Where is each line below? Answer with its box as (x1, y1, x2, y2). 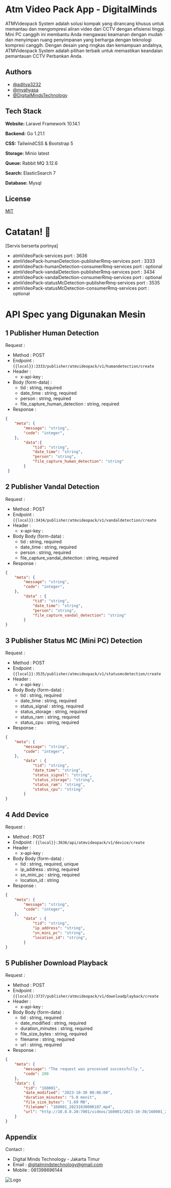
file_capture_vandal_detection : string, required (20, 554, 119, 561)
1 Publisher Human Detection (5, 328, 99, 337)
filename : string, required (20, 1037, 75, 1043)
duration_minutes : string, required (20, 1025, 93, 1031)
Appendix (5, 1132, 37, 1141)
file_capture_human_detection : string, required (20, 401, 120, 407)
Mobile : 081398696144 (12, 1167, 63, 1173)
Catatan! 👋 (5, 226, 51, 238)
